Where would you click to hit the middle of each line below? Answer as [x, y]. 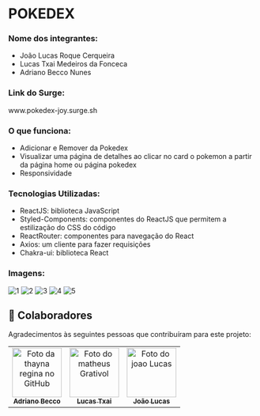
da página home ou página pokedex [78, 165]
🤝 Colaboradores [51, 316]
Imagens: [26, 274]
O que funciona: [40, 130]
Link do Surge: [37, 93]
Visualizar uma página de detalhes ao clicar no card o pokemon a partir [136, 157]
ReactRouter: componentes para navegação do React [107, 236]
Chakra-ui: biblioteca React [64, 253]
